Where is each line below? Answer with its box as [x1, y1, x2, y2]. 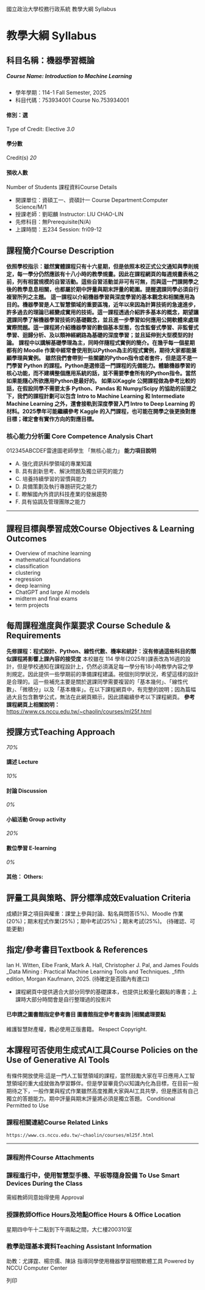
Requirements [6, 630, 61, 641]
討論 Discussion [6, 787, 48, 795]
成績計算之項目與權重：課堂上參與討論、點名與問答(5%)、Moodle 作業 [6, 910, 184, 917]
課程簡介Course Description [6, 245, 114, 256]
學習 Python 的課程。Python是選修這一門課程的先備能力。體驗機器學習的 [11, 362, 196, 369]
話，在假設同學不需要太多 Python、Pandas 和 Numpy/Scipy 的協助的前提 [6, 384, 192, 392]
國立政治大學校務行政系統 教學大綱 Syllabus [6, 5, 117, 12]
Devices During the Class [6, 1179, 83, 1187]
